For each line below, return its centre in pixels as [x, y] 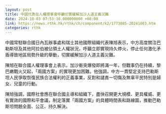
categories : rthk [23, 28]
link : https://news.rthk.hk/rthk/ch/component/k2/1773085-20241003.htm [80, 23]
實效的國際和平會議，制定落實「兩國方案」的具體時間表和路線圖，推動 [81, 100]
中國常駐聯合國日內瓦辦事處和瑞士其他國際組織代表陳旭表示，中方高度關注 [81, 43]
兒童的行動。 [27, 84]
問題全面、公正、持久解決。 [42, 107]
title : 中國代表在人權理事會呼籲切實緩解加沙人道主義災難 [57, 14]
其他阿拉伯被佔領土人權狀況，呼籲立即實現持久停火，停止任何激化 [89, 49]
